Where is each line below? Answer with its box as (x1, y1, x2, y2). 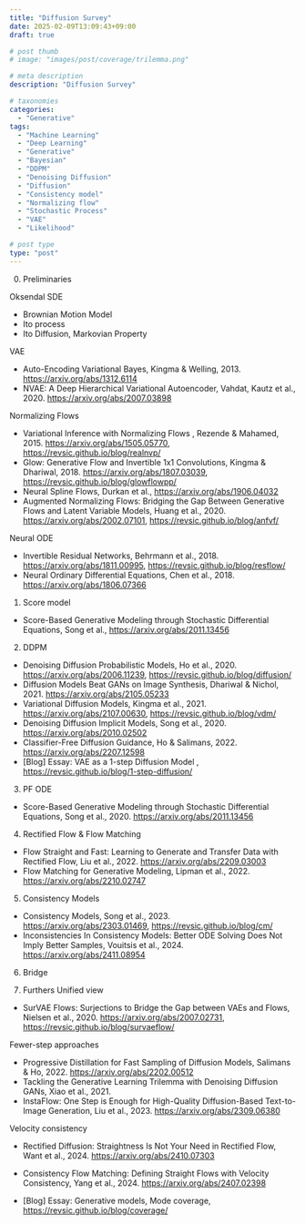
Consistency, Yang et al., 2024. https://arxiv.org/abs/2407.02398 (22, 1177, 267, 1189)
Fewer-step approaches (9, 1039, 99, 1050)
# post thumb (9, 46, 59, 56)
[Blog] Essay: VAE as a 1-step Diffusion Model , (22, 756, 199, 767)
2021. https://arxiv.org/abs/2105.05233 (22, 689, 170, 699)
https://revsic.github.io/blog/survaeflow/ (22, 1021, 175, 1032)
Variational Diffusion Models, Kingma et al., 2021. (22, 698, 208, 709)
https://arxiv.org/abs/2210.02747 (22, 875, 147, 886)
